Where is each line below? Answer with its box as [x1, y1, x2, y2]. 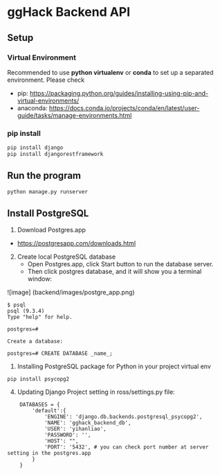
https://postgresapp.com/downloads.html [17, 239, 136, 248]
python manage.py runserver [7, 188, 89, 195]
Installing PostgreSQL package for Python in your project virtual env [17, 362, 211, 371]
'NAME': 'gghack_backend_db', [44, 420, 131, 426]
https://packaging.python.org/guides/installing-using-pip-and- [30, 89, 209, 97]
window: [27, 275, 52, 283]
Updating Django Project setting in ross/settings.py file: [17, 388, 175, 396]
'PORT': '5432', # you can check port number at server [44, 444, 209, 451]
